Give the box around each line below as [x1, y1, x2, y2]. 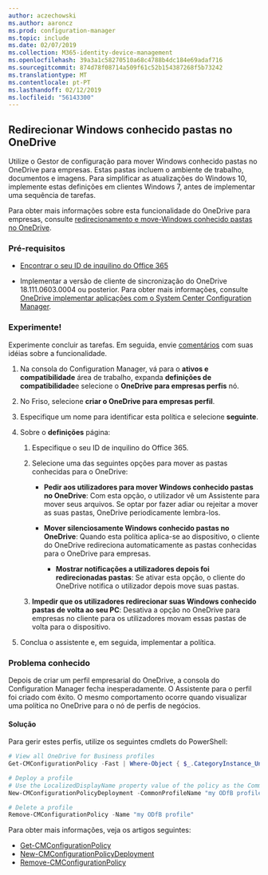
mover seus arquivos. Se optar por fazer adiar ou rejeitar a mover [43, 499, 258, 509]
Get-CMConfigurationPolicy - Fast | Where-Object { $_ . [8, 760, 195, 768]
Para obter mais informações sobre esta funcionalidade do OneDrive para [8, 206, 251, 216]
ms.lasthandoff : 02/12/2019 [8, 85, 102, 94]
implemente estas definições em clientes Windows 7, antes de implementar [8, 182, 255, 192]
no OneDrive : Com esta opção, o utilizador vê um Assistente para [43, 490, 260, 500]
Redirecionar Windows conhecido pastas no [8, 123, 233, 137]
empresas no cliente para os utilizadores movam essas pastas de [31, 613, 247, 623]
